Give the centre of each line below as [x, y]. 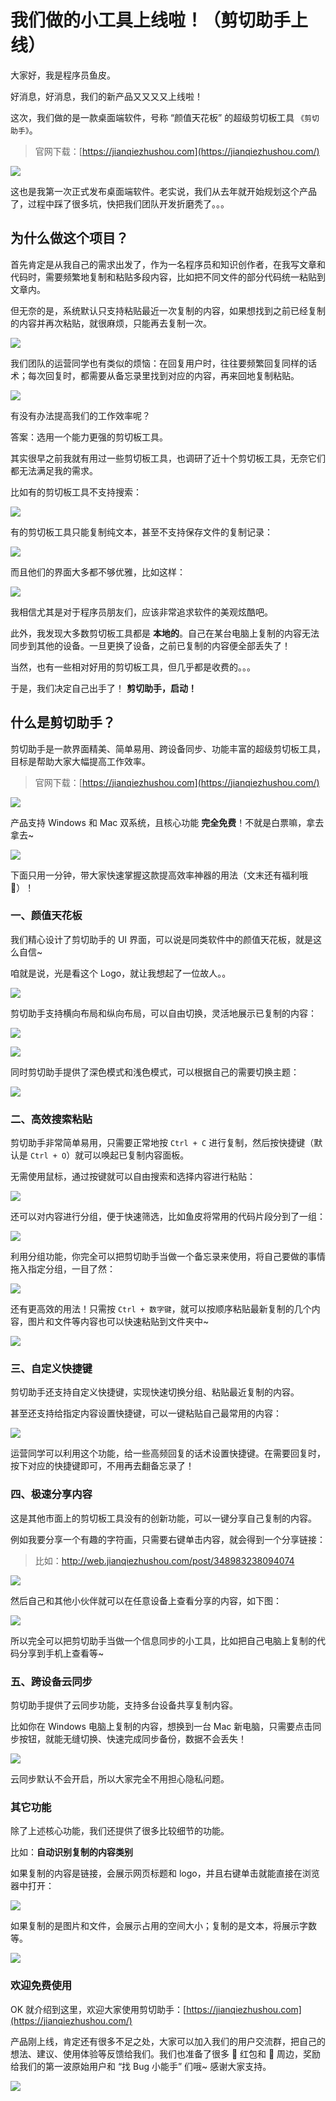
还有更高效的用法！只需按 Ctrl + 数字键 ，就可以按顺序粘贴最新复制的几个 [161, 1309]
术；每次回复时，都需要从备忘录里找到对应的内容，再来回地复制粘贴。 [155, 375]
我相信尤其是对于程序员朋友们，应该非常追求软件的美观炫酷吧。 [141, 612]
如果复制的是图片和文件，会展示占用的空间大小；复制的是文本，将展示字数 [163, 1926]
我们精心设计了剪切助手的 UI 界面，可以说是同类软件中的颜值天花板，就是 [162, 939]
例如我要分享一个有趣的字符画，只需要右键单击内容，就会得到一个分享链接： [168, 1539]
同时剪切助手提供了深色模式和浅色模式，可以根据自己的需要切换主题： [155, 1072]
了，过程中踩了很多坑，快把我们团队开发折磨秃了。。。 [120, 203]
